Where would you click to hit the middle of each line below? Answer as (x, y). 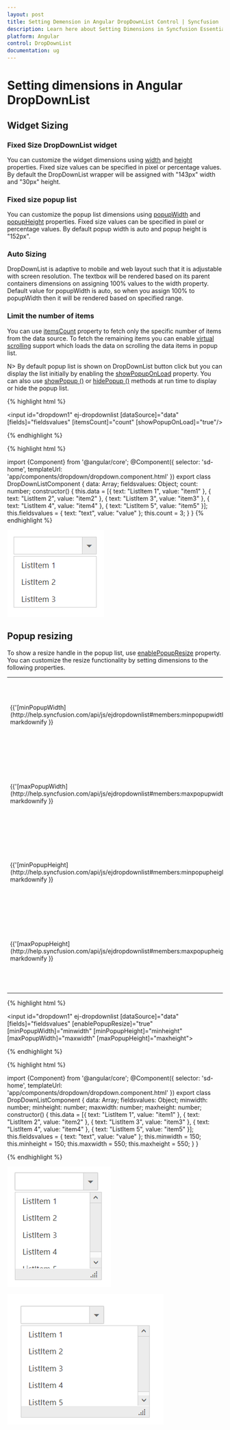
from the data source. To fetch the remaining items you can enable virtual (111, 338)
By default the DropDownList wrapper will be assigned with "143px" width (111, 174)
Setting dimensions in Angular (95, 85)
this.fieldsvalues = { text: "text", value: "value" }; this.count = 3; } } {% (105, 513)
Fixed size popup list (42, 199)
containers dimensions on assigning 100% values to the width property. (108, 284)
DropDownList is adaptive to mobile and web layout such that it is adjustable (115, 269)
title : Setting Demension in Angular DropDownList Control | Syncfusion (113, 22)
